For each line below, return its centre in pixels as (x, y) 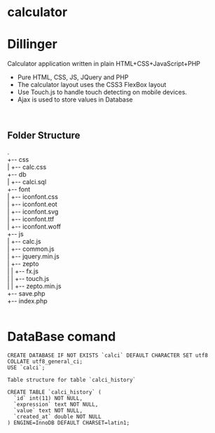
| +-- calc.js (24, 241)
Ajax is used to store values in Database (75, 99)
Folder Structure (44, 135)
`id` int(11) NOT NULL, (48, 398)
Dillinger (32, 44)
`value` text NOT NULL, (48, 411)
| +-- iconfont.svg (33, 212)
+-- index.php (27, 301)
